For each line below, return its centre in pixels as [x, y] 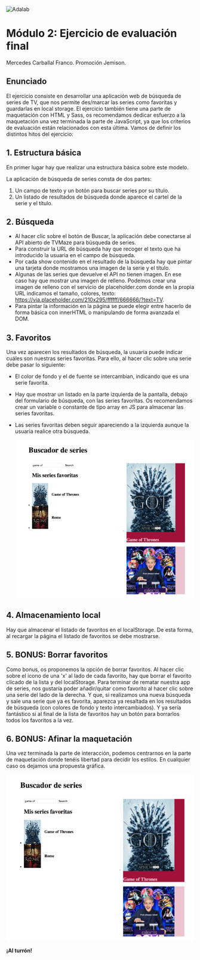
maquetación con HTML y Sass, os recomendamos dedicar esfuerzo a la [96, 115]
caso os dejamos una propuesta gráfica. [56, 766]
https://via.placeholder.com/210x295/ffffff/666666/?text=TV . [89, 300]
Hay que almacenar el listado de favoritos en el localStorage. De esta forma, [100, 630]
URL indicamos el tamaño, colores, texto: [65, 294]
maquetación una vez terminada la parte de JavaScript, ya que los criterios [99, 121]
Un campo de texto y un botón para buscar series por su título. [92, 190]
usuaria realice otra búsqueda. [53, 431]
